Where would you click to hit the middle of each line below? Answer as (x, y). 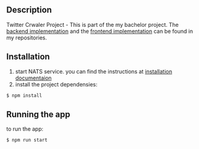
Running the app (38, 114)
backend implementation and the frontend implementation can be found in (100, 31)
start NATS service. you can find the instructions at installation (94, 71)
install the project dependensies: (56, 84)
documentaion (33, 78)
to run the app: (25, 129)
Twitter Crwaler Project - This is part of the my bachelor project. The (92, 24)
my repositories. (27, 37)
